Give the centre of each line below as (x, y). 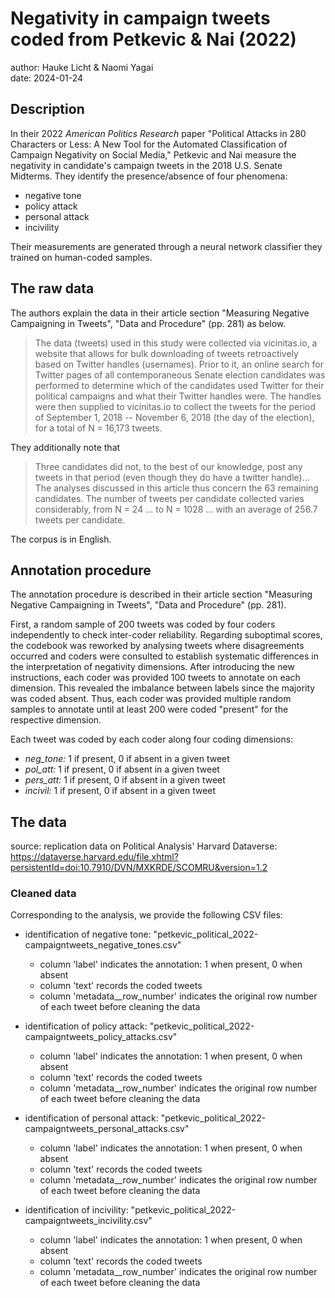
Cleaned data (43, 894)
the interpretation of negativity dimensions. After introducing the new (152, 667)
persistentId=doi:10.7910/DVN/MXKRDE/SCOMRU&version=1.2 (139, 868)
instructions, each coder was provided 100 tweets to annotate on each (155, 678)
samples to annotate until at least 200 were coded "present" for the (149, 709)
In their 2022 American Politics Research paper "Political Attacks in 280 (158, 133)
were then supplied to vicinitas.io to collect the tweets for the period (175, 406)
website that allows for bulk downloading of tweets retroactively (166, 353)
